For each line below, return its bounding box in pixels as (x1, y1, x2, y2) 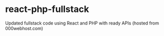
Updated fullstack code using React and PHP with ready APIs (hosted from (5, 20, 159, 26)
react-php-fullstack (5, 3, 89, 15)
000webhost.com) (5, 25, 43, 31)
